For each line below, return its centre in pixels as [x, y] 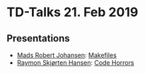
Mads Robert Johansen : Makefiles [67, 55]
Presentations [38, 38]
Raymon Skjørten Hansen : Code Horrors [75, 63]
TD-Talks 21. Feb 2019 [72, 12]
